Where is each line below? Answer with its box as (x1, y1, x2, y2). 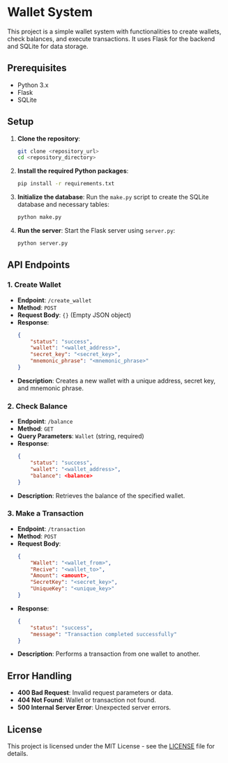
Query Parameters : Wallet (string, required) (17, 432, 144, 440)
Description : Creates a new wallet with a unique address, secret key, (17, 376, 216, 385)
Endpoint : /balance (17, 417, 73, 426)
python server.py (17, 240, 68, 247)
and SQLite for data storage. (7, 42, 89, 50)
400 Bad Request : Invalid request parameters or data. (17, 688, 173, 697)
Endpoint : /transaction (17, 524, 86, 533)
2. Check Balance (7, 401, 68, 411)
